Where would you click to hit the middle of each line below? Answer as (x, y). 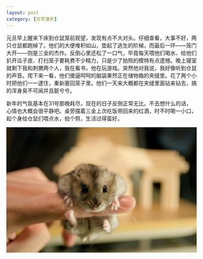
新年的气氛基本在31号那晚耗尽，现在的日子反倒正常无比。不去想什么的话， (99, 103)
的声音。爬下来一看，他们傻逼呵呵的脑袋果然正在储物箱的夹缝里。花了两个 (99, 75)
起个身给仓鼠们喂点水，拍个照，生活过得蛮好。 (64, 118)
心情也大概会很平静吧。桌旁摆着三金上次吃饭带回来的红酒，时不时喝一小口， (101, 111)
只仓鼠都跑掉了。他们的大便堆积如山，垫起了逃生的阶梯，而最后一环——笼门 (101, 45)
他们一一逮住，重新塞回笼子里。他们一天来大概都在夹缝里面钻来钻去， (104, 83)
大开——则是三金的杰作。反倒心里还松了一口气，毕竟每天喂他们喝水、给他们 (101, 53)
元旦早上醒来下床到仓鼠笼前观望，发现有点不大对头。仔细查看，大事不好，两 (101, 38)
